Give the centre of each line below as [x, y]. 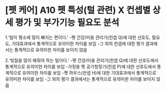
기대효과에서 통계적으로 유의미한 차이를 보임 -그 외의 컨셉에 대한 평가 [78, 43]
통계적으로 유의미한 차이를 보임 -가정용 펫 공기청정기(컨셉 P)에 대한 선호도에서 [81, 66]
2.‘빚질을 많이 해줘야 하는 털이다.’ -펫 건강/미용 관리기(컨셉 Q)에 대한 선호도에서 [82, 60]
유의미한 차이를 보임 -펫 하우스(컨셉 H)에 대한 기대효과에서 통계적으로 [89, 73]
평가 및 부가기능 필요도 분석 [67, 23]
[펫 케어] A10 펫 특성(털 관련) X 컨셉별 [78, 10]
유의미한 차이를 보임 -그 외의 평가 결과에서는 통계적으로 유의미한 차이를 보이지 [80, 79]
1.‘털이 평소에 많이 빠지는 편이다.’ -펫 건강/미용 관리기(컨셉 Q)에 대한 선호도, [78, 37]
